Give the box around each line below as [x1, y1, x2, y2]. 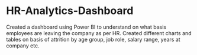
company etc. [6, 42, 40, 49]
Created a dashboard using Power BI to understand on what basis [6, 23, 167, 30]
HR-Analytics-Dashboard [6, 4, 134, 18]
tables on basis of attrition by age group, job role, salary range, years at [6, 36, 180, 43]
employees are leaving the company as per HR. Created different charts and [6, 29, 192, 36]
